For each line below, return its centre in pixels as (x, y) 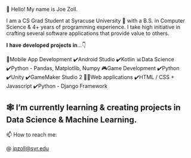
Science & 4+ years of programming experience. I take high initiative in (93, 27)
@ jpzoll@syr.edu (28, 148)
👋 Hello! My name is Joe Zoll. (42, 9)
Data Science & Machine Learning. (72, 120)
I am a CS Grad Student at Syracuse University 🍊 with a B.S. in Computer (95, 20)
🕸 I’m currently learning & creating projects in (93, 108)
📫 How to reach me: (32, 134)
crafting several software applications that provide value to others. (88, 33)
